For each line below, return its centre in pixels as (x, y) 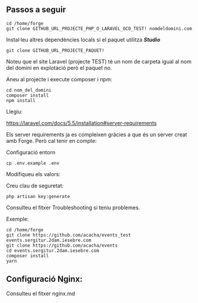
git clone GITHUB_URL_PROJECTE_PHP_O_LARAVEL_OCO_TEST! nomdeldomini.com (99, 28)
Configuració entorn (31, 152)
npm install (21, 100)
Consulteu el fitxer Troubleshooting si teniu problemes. (73, 208)
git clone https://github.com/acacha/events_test (69, 235)
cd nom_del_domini (29, 90)
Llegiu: (14, 111)
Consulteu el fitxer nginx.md (41, 294)
